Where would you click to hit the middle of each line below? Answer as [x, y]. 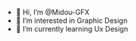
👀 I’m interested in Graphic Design [72, 20]
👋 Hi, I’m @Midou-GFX [52, 12]
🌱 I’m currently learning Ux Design [72, 29]
